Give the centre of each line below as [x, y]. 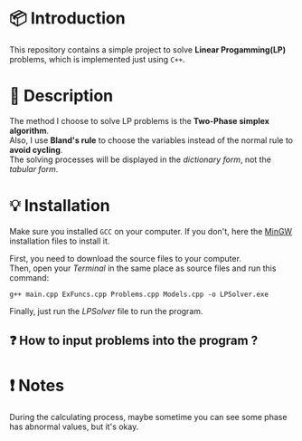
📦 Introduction [67, 19]
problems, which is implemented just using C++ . [97, 59]
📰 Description [61, 96]
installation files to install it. [60, 241]
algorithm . [29, 130]
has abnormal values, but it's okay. [74, 427]
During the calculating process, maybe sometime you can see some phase [148, 417]
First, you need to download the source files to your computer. [126, 258]
